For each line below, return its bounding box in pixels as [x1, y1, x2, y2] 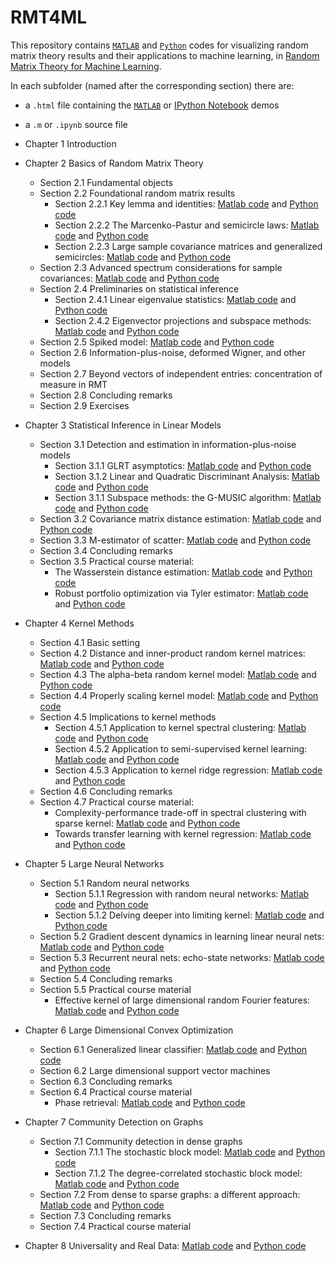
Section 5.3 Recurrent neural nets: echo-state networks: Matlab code [39, 951, 325, 963]
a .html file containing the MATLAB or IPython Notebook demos [24, 99, 280, 111]
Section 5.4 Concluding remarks [39, 972, 173, 985]
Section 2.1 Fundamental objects [39, 176, 173, 188]
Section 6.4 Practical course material [39, 1086, 193, 1098]
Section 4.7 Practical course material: [39, 796, 195, 808]
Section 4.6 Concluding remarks [39, 785, 173, 797]
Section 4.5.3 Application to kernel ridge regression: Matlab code [54, 764, 323, 776]
